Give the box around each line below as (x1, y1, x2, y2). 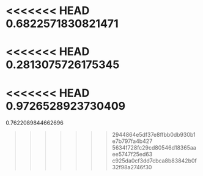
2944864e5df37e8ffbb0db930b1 (112, 131, 196, 139)
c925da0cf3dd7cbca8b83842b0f (112, 157, 197, 164)
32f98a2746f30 (112, 164, 152, 171)
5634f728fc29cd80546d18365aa (112, 144, 196, 151)
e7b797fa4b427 (112, 137, 153, 145)
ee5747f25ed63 (112, 151, 153, 158)
